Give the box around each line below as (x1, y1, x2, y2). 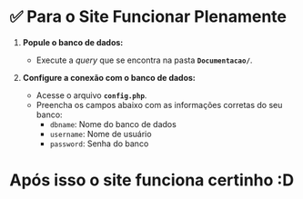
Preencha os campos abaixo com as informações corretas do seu (35, 99, 283, 110)
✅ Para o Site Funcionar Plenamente (9, 6, 288, 27)
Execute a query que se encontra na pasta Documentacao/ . (35, 55, 253, 65)
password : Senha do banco (49, 138, 149, 149)
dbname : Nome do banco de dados (49, 118, 177, 129)
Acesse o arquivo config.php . (35, 89, 147, 101)
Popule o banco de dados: (22, 36, 124, 47)
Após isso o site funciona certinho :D (9, 170, 294, 191)
